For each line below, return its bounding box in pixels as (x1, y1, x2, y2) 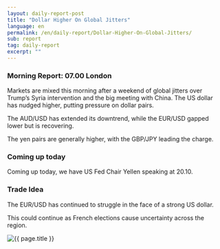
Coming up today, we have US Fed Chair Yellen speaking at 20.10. (7, 167, 193, 176)
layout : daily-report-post (7, 10, 85, 17)
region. (7, 221, 27, 229)
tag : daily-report (7, 42, 60, 49)
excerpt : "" (7, 49, 41, 56)
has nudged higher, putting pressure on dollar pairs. (7, 101, 155, 110)
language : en (7, 23, 45, 29)
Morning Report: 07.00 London (7, 71, 112, 80)
